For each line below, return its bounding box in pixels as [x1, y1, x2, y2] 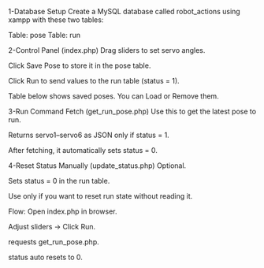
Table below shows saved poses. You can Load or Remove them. [8, 91, 219, 101]
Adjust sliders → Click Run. [8, 222, 96, 231]
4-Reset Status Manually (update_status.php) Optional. [8, 161, 187, 170]
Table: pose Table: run [8, 31, 81, 39]
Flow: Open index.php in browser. [8, 207, 117, 216]
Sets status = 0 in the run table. [8, 177, 110, 185]
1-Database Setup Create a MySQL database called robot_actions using [8, 7, 240, 16]
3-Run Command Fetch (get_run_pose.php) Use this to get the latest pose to [8, 106, 257, 116]
